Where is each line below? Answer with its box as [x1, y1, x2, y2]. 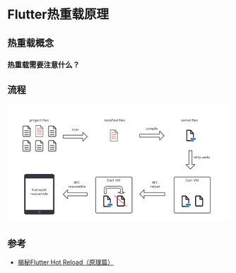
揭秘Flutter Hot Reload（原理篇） [17, 257, 114, 266]
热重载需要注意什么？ [7, 59, 80, 69]
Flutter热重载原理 [7, 6, 110, 23]
